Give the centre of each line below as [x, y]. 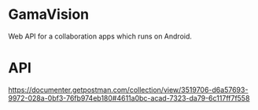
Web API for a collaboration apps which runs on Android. [100, 36]
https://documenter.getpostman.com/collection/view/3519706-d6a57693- [128, 90]
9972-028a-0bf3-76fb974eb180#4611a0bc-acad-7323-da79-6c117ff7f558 [129, 98]
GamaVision [49, 15]
